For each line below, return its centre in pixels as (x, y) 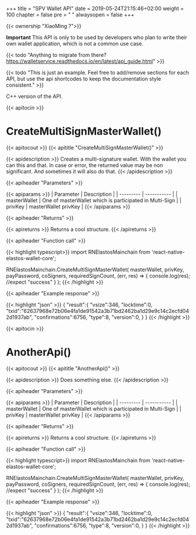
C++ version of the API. (34, 96)
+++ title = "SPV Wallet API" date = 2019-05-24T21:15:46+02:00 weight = (95, 8)
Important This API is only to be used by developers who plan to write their (97, 37)
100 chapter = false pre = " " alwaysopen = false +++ (70, 15)
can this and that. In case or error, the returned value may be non (85, 165)
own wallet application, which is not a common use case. (75, 44)
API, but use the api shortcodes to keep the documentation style (84, 79)
